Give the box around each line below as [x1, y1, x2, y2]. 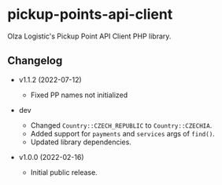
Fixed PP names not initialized [30, 90, 128, 100]
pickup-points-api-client [7, 5, 173, 24]
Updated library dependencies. [30, 137, 131, 147]
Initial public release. [30, 167, 98, 177]
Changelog [7, 54, 63, 67]
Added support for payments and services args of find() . [30, 129, 216, 138]
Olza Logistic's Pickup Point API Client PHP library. [7, 31, 172, 41]
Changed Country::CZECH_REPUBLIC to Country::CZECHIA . [30, 120, 213, 130]
